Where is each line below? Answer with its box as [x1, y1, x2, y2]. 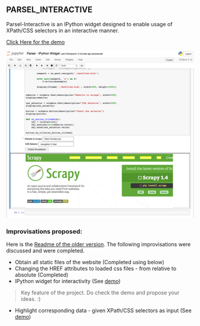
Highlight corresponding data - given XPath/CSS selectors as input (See [14, 306, 192, 314]
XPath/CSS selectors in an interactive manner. [6, 27, 119, 34]
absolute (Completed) [14, 271, 68, 278]
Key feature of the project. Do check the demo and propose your [20, 289, 180, 296]
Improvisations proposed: [6, 227, 83, 236]
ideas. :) [20, 295, 41, 302]
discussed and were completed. [6, 247, 85, 254]
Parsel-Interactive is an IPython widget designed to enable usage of [6, 20, 173, 27]
